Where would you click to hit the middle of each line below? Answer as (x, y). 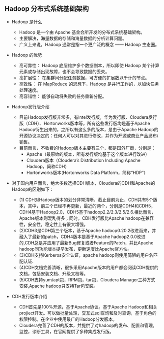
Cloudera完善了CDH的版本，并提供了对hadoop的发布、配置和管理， (88, 325)
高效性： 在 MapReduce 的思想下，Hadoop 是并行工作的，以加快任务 (89, 84)
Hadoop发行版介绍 (30, 106)
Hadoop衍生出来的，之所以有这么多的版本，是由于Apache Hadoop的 (89, 129)
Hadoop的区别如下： (33, 189)
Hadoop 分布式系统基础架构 (47, 9)
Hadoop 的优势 (27, 55)
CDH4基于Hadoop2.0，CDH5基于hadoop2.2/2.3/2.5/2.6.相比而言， (87, 212)
